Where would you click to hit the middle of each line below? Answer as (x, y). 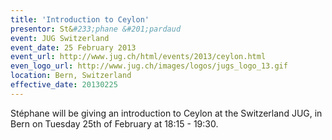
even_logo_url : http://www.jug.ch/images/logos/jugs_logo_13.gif (149, 66)
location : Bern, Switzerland (71, 76)
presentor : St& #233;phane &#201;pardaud (96, 29)
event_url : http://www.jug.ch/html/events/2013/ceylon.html (138, 57)
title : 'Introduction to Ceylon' (80, 19)
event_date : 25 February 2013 (73, 47)
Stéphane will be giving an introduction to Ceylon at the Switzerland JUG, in (166, 113)
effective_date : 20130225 (64, 85)
